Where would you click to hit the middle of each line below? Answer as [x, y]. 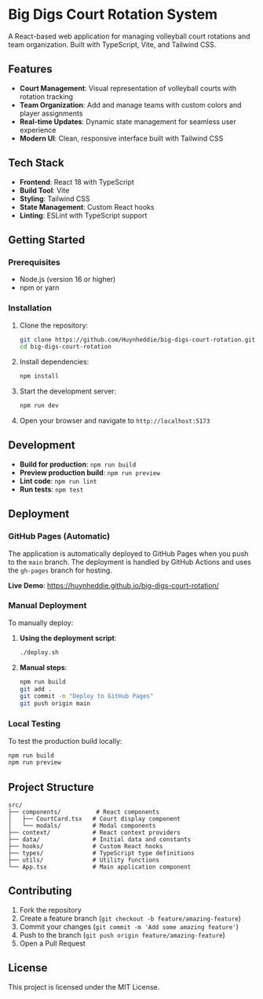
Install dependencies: [54, 362]
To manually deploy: [41, 623]
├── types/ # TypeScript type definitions [101, 854]
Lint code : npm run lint [58, 481]
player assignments [51, 113]
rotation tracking [46, 97]
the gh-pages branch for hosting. [60, 570]
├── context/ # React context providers [94, 833]
